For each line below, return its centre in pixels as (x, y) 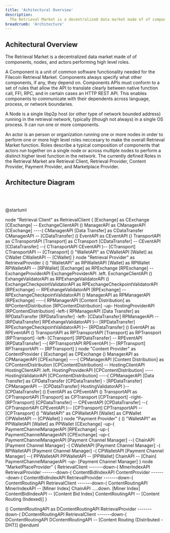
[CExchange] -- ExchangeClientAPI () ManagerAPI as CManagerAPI (75, 225)
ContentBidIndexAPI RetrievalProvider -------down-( (78, 477)
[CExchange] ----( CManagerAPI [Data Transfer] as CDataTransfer (74, 230)
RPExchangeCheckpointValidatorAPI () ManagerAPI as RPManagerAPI (78, 295)
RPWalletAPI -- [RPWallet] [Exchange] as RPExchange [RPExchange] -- (79, 268)
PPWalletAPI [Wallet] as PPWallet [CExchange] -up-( (60, 424)
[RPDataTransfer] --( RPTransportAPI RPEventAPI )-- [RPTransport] (75, 343)
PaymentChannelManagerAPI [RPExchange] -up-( (57, 429)
